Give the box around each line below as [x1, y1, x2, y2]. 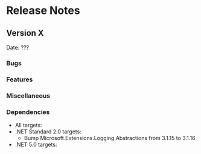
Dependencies [6, 107, 50, 116]
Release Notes [6, 4, 80, 18]
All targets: [14, 122, 42, 129]
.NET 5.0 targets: [14, 141, 57, 149]
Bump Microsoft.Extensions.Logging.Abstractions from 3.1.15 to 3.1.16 [24, 135, 196, 142]
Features [6, 75, 33, 84]
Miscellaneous [6, 92, 50, 100]
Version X [6, 28, 44, 38]
